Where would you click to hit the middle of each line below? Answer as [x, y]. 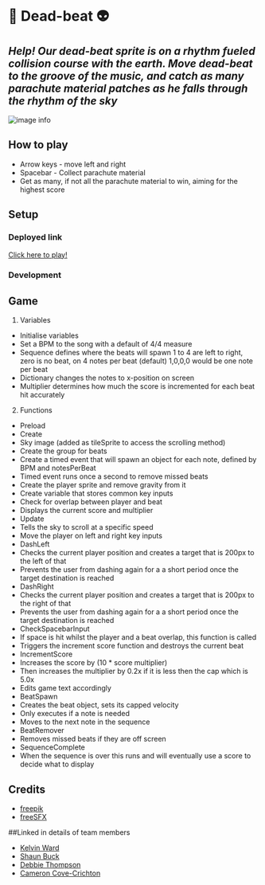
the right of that [45, 604]
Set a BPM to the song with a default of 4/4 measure [106, 344]
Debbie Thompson [50, 865]
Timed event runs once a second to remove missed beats [114, 476]
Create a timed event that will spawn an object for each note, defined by [138, 460]
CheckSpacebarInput [55, 629]
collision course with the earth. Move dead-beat [131, 63]
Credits [27, 789]
